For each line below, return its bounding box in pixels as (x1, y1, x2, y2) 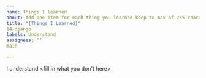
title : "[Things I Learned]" (6, 20, 81, 26)
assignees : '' (6, 37, 43, 43)
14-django (6, 26, 32, 32)
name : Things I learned (6, 9, 67, 15)
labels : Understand (6, 32, 56, 38)
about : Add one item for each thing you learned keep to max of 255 (6, 15, 185, 21)
